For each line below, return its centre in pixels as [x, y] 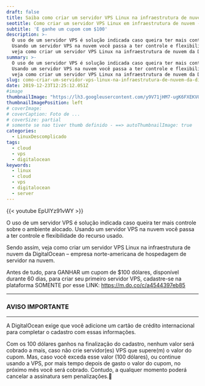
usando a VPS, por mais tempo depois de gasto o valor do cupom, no [94, 363]
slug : [13, 80]
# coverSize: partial [34, 120]
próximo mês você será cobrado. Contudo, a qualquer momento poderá [97, 370]
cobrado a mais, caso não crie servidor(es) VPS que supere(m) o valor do [99, 350]
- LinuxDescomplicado [39, 137]
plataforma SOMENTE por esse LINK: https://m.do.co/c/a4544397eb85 [96, 285]
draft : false [23, 12]
